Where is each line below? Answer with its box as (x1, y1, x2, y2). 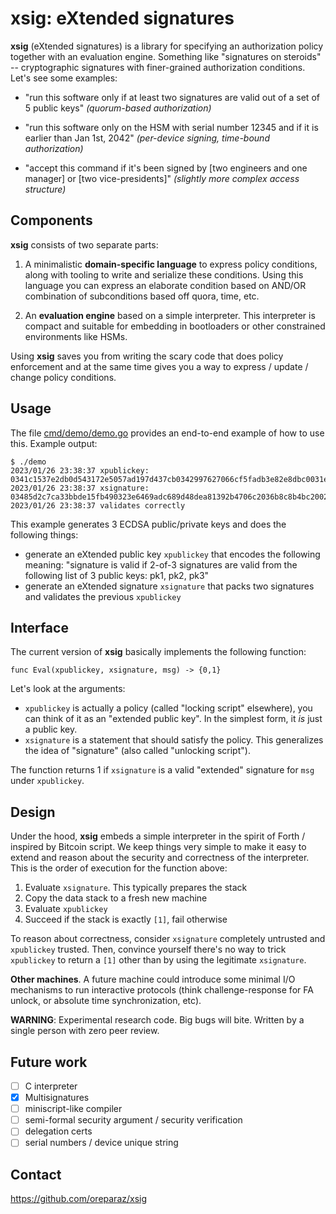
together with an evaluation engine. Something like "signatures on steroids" (10, 50, 322, 62)
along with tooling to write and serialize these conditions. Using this (24, 268, 304, 281)
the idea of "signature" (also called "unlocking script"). (24, 745, 251, 757)
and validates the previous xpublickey (24, 590, 182, 602)
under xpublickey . (10, 775, 85, 787)
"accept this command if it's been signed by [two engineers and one (24, 162, 308, 174)
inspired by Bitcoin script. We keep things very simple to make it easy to (10, 841, 307, 853)
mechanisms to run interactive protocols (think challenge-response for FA (10, 984, 314, 996)
